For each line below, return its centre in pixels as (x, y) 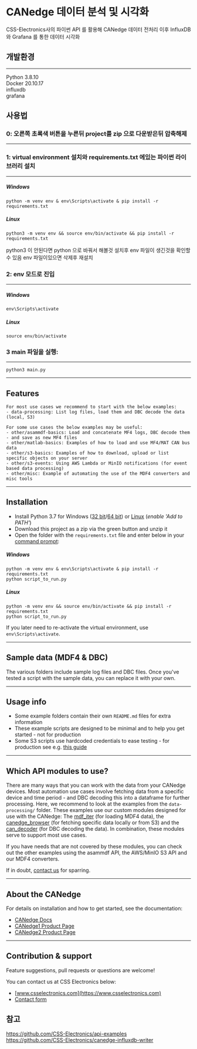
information (28, 722)
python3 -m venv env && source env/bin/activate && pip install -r (90, 233)
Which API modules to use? (57, 771)
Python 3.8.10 (23, 77)
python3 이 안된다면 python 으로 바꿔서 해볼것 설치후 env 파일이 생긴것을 (91, 250)
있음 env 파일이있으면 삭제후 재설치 (52, 257)
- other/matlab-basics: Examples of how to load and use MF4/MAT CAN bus (98, 443)
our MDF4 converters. (33, 859)
